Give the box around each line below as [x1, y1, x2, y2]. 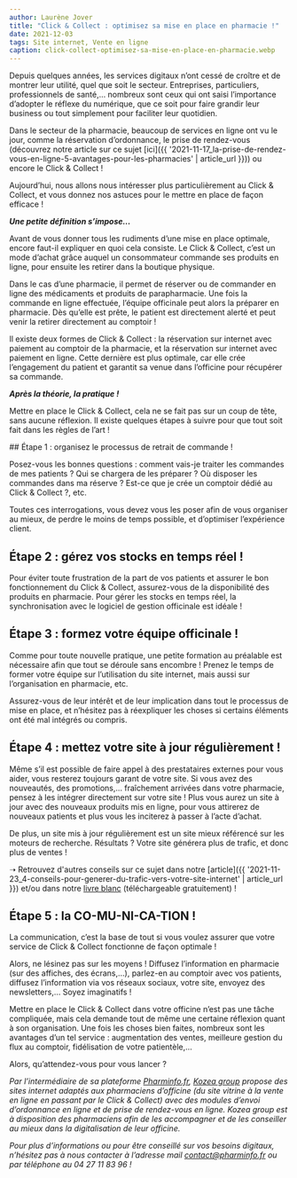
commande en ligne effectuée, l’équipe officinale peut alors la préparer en [9, 298, 279, 309]
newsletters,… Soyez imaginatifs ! [9, 986, 132, 998]
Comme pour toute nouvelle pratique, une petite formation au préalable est [9, 649, 283, 661]
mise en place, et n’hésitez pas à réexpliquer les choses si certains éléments [9, 704, 289, 715]
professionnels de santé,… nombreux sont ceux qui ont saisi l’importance [9, 90, 277, 100]
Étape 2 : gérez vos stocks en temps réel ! [9, 549, 244, 564]
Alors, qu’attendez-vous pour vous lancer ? [9, 1059, 167, 1070]
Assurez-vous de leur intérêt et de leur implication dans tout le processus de [9, 695, 289, 706]
